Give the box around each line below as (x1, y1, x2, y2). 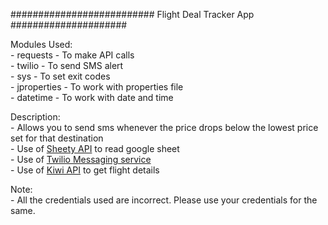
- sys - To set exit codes (10, 70, 111, 82)
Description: (10, 111, 61, 123)
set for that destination (10, 132, 104, 144)
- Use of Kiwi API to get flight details (10, 164, 160, 176)
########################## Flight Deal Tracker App (10, 9, 255, 20)
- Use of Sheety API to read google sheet (10, 143, 180, 154)
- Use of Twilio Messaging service (10, 154, 152, 165)
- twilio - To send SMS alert (10, 60, 124, 71)
